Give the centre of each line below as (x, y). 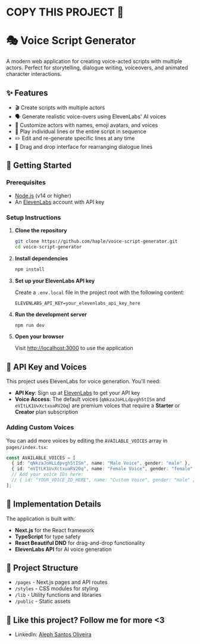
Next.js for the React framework (54, 530)
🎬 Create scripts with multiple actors (60, 108)
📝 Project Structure (42, 568)
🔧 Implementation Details (54, 504)
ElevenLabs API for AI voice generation (63, 549)
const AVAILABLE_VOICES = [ (41, 458)
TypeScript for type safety (48, 536)
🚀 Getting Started (39, 166)
